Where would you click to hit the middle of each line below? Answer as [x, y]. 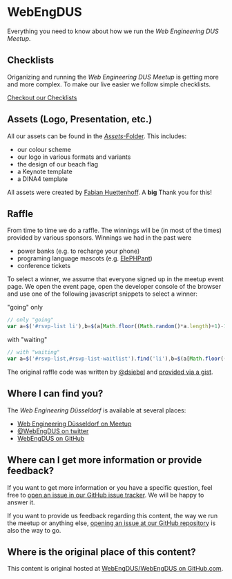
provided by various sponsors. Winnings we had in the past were [99, 238]
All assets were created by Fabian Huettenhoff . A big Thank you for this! [110, 192]
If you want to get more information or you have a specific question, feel [110, 487]
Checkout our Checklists [42, 97]
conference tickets [44, 266]
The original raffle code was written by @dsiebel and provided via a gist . [110, 372]
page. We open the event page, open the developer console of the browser [114, 287]
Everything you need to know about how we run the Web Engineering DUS [113, 31]
